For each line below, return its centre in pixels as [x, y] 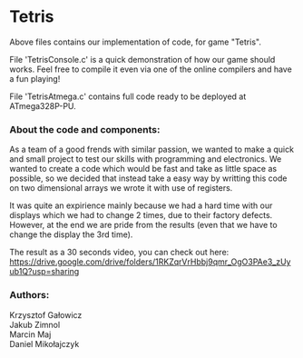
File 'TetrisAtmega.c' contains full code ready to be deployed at [128, 96]
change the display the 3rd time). [71, 234]
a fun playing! [35, 78]
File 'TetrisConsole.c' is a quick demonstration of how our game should [142, 59]
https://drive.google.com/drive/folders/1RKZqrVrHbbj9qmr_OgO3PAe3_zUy [150, 262]
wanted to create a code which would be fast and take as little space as [143, 169]
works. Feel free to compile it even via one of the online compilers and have [151, 69]
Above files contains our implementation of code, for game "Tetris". [135, 42]
